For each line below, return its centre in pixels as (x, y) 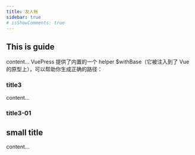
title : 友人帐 (22, 12)
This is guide (30, 47)
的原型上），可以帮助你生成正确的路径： (54, 69)
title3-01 (19, 113)
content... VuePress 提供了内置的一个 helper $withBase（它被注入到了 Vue (98, 62)
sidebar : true (24, 17)
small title (25, 132)
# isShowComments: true (36, 23)
